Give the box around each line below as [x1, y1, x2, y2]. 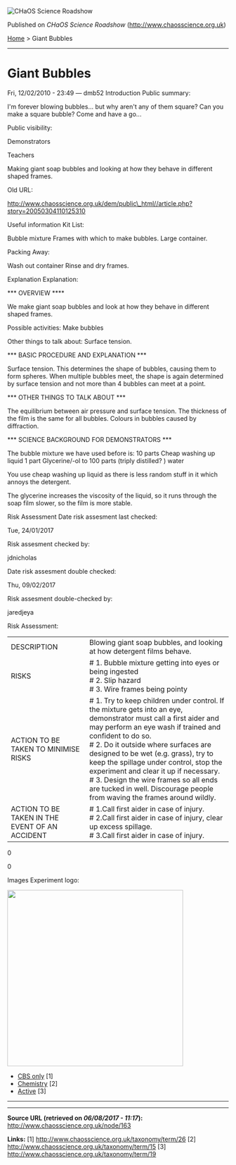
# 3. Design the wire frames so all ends [88, 775, 218, 784]
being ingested [88, 666, 139, 676]
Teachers [7, 151, 35, 159]
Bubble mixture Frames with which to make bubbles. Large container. [7, 234, 208, 242]
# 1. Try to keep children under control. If [88, 696, 225, 705]
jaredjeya [7, 608, 34, 616]
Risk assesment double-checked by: [7, 594, 113, 603]
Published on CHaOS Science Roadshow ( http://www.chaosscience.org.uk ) [7, 20, 226, 29]
